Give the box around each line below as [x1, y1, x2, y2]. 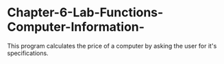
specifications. [7, 49, 49, 57]
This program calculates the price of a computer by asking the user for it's [7, 42, 217, 50]
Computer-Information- [7, 19, 145, 35]
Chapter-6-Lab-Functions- [7, 5, 164, 20]
